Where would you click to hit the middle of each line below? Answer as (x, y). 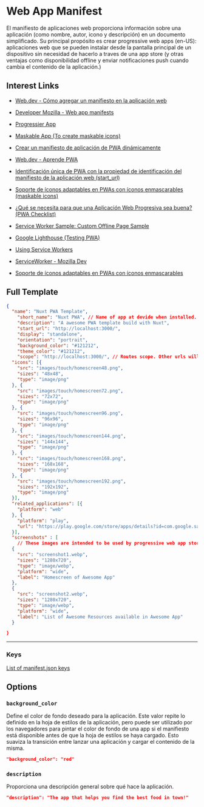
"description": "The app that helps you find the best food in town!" (97, 798)
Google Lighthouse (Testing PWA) (57, 238)
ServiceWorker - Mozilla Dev (51, 261)
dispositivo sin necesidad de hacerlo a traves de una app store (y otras (95, 53)
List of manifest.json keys (38, 668)
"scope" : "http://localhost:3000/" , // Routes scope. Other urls (102, 357)
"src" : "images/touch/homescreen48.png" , (70, 368)
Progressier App (36, 124)
